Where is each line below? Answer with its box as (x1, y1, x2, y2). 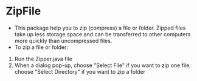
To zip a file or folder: (14, 44, 68, 51)
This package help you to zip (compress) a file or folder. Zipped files (14, 24, 186, 31)
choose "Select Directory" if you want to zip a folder (14, 68, 146, 75)
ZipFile (5, 4, 41, 18)
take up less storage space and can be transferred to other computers (14, 30, 191, 37)
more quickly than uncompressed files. (14, 37, 112, 44)
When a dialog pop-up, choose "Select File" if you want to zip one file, (14, 62, 191, 69)
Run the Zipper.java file (14, 55, 72, 62)
